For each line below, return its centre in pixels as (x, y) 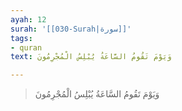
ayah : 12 (28, 19)
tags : (21, 38)
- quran (26, 47)
